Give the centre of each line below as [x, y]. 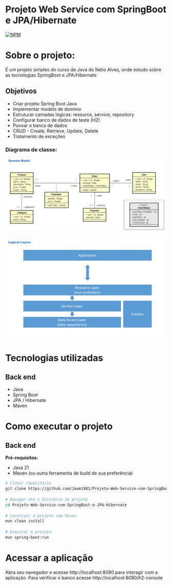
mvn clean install [25, 521]
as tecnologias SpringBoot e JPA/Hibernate [51, 75]
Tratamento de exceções [39, 136]
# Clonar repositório [28, 483]
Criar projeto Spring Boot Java [45, 103]
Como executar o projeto [59, 427]
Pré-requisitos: [22, 458]
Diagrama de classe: [31, 149]
